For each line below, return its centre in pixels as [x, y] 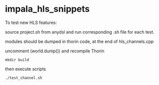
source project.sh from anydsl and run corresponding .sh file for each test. [80, 32]
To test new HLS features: [31, 22]
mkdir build [17, 60]
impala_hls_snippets [47, 9]
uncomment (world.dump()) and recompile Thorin [55, 51]
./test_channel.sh [24, 78]
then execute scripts [26, 69]
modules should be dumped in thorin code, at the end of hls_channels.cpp [79, 41]
